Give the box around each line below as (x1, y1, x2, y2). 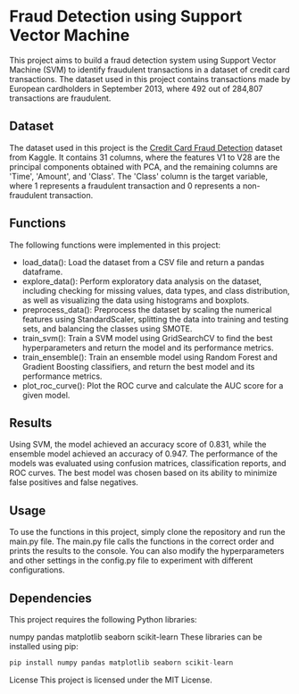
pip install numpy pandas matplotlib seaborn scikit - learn (9, 658, 234, 667)
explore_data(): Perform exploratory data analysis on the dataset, (21, 275, 262, 287)
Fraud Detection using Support (9, 6, 243, 27)
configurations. (9, 564, 65, 575)
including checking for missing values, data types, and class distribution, (21, 285, 290, 296)
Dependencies (9, 590, 92, 606)
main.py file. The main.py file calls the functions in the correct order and (9, 536, 275, 547)
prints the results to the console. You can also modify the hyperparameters (9, 546, 285, 556)
